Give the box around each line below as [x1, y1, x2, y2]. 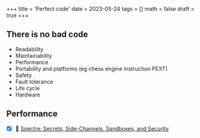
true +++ [6, 12, 29, 19]
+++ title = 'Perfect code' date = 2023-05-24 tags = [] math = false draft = [6, 5, 194, 12]
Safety [15, 71, 32, 79]
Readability [15, 45, 44, 53]
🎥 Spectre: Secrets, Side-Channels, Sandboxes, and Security [15, 125, 169, 132]
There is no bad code [6, 29, 89, 40]
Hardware [15, 91, 41, 98]
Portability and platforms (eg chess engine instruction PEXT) [15, 65, 168, 72]
